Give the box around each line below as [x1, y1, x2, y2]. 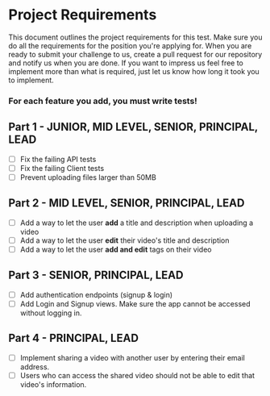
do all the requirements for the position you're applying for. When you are [8, 40, 252, 50]
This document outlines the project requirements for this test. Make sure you [8, 32, 263, 42]
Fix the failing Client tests [19, 163, 105, 173]
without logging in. [19, 308, 82, 318]
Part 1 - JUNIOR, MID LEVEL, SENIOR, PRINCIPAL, [8, 120, 258, 134]
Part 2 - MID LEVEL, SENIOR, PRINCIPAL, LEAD [8, 196, 245, 211]
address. [19, 361, 50, 372]
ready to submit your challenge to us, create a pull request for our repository [8, 49, 263, 59]
